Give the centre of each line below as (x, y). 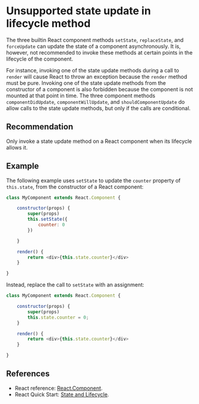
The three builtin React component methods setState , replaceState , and (95, 40)
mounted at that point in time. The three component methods (81, 96)
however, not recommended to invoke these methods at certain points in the (99, 52)
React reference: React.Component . (59, 388)
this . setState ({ (48, 220)
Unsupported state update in (79, 11)
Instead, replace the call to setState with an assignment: (75, 285)
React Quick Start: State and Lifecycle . (62, 394)
